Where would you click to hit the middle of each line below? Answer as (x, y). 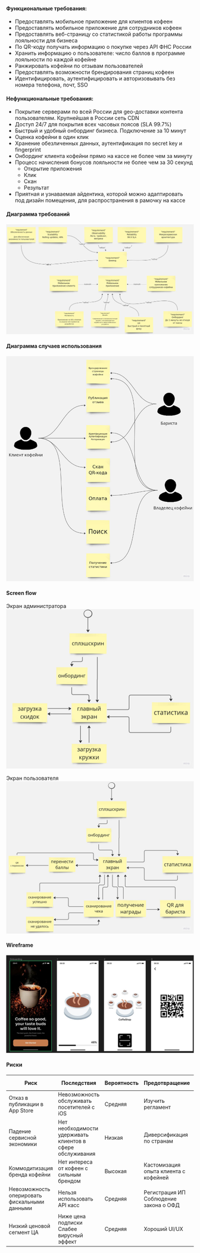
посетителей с (76, 1107)
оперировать (25, 1196)
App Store (21, 1110)
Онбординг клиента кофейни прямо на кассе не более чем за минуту (104, 156)
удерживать (74, 1134)
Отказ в (18, 1097)
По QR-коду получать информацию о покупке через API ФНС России (103, 47)
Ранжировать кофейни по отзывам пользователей (79, 66)
